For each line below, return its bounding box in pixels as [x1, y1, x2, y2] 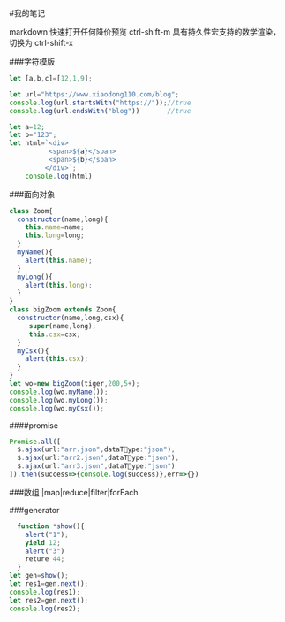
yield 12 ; [25, 538, 62, 547]
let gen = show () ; [9, 572, 69, 580]
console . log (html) [25, 172, 93, 180]
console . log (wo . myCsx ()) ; [9, 403, 104, 413]
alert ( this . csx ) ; [25, 355, 89, 364]
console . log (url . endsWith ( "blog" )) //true [9, 106, 191, 115]
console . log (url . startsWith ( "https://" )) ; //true [9, 98, 191, 107]
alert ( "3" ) [25, 547, 65, 556]
